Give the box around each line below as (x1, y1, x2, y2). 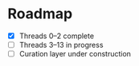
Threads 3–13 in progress (18, 41, 104, 49)
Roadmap (7, 5, 73, 23)
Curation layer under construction (18, 49, 132, 59)
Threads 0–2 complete (18, 31, 94, 41)
